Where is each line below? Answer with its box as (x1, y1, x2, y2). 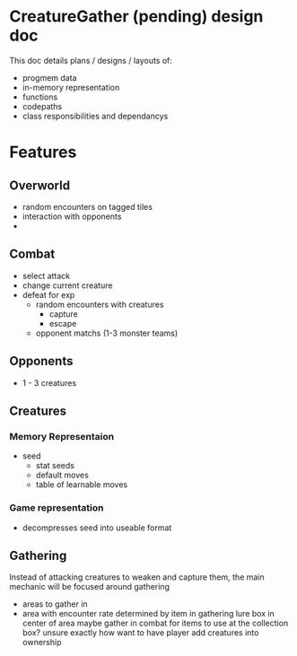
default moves (35, 469, 90, 481)
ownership (22, 637, 62, 648)
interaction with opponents (22, 211, 122, 222)
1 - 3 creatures (22, 377, 77, 388)
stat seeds (35, 460, 74, 471)
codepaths (22, 101, 63, 111)
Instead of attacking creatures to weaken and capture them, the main (9, 572, 265, 582)
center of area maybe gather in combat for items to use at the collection (22, 617, 289, 629)
